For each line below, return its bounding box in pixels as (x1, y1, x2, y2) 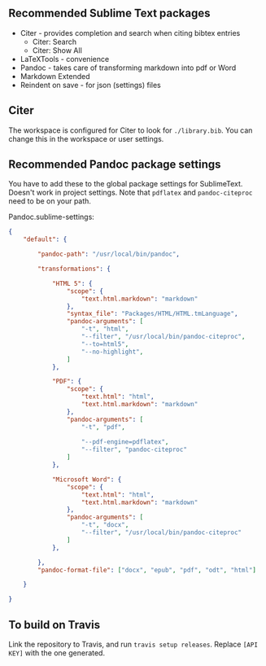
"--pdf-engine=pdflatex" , (81, 438, 169, 446)
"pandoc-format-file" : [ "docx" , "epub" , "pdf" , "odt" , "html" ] (37, 566, 256, 574)
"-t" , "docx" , (81, 521, 129, 529)
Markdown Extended (20, 71, 91, 81)
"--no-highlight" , (81, 348, 144, 356)
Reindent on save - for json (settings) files (20, 80, 161, 90)
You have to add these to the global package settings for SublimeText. (8, 179, 243, 189)
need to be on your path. (8, 196, 92, 206)
